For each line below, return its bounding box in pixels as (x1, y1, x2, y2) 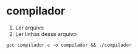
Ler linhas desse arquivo (15, 30, 77, 37)
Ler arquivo (15, 24, 44, 31)
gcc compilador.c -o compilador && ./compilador (6, 42, 132, 48)
